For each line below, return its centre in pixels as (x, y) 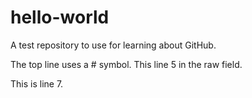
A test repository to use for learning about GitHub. (113, 45)
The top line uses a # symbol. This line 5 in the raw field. (126, 64)
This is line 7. (37, 83)
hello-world (60, 17)
